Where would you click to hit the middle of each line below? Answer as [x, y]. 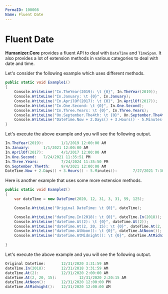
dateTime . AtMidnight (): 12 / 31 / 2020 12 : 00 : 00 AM [58, 287]
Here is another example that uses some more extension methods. [73, 180]
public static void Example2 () [38, 190]
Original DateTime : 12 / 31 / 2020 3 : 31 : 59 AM [57, 263]
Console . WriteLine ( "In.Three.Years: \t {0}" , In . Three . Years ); [81, 110]
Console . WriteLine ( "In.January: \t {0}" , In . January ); [72, 96]
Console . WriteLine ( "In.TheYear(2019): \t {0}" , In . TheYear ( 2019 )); [86, 92]
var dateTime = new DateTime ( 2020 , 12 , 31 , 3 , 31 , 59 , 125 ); [79, 199]
